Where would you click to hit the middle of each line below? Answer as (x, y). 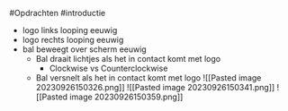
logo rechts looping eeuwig (73, 40)
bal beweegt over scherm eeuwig (84, 49)
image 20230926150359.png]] (126, 97)
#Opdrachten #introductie (58, 13)
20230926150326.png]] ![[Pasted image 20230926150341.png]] (155, 87)
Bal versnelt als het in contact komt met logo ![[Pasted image (148, 78)
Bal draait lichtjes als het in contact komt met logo (128, 59)
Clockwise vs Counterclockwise (108, 68)
